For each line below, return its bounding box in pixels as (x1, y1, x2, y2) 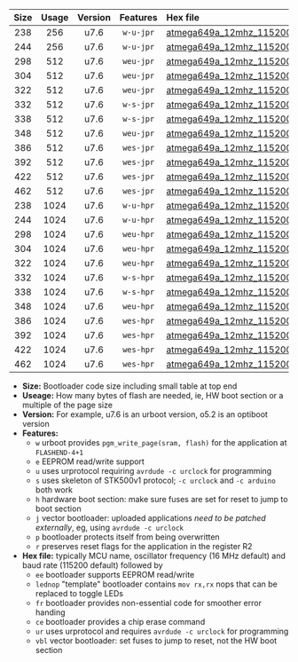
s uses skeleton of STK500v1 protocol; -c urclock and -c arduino (35, 475, 277, 485)
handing (35, 607, 66, 618)
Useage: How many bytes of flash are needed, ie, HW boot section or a (21, 390, 284, 400)
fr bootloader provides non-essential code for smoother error (35, 598, 262, 608)
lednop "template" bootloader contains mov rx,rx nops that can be (35, 579, 278, 589)
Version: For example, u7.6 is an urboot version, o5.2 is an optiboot (21, 409, 269, 420)
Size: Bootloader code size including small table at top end (21, 381, 238, 391)
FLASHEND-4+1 (35, 448, 84, 457)
